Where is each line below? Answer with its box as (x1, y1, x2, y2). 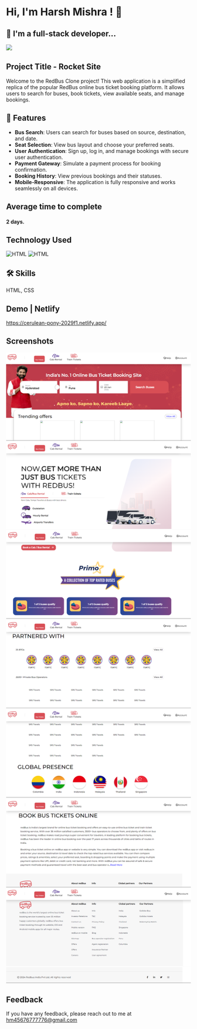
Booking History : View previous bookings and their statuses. (14, 172, 162, 179)
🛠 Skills (6, 268, 36, 278)
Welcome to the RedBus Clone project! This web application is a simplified (6, 77, 186, 84)
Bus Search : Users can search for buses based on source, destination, (14, 128, 186, 135)
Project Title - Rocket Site (6, 62, 101, 72)
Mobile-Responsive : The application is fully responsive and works (14, 178, 176, 185)
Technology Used (6, 235, 72, 245)
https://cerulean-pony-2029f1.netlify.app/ (6, 320, 107, 327)
